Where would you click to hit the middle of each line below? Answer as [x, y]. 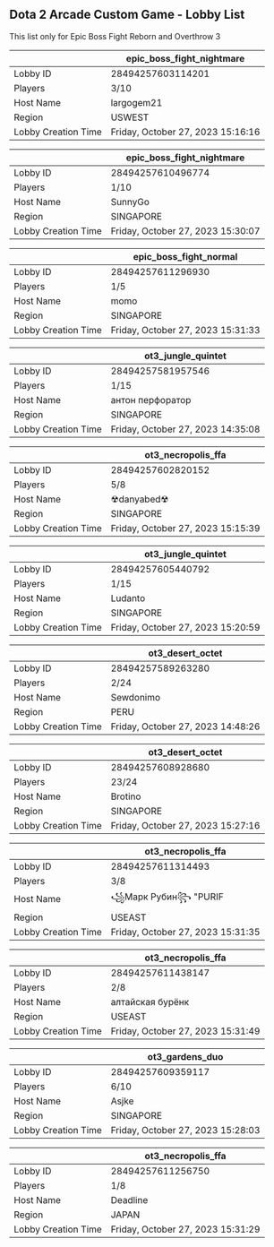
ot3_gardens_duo [185, 1056]
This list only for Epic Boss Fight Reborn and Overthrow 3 [115, 36]
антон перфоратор [151, 400]
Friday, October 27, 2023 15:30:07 [185, 230]
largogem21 [137, 102]
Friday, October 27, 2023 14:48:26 [185, 727]
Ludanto [128, 598]
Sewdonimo [136, 697]
